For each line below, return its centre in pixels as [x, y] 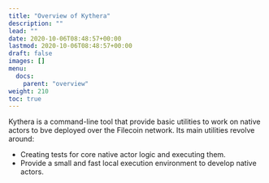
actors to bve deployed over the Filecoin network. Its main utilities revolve [132, 130]
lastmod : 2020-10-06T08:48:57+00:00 [70, 46]
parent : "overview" [56, 83]
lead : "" [23, 31]
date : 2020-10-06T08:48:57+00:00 [65, 38]
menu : [17, 69]
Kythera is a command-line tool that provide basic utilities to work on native [134, 121]
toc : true [25, 99]
